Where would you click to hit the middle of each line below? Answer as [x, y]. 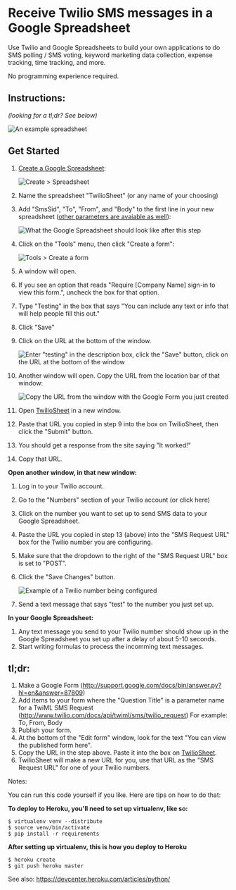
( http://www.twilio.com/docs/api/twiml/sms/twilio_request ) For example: [123, 715]
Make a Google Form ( [50, 686]
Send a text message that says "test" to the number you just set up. [116, 604]
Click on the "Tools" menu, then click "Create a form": [96, 244]
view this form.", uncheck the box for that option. [89, 292]
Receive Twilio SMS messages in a [111, 13]
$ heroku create [32, 860]
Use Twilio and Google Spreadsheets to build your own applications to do [114, 47]
